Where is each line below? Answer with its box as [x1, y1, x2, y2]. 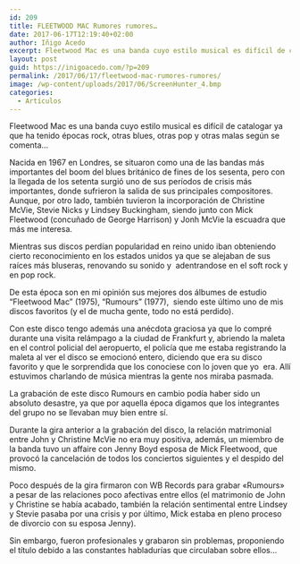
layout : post [9, 55, 58, 64]
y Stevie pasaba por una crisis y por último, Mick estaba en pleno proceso [9, 508, 282, 519]
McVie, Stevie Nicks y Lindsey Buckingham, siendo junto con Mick [9, 205, 254, 216]
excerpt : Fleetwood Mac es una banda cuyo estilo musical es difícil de [9, 47, 286, 56]
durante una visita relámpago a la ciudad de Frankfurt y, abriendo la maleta [9, 333, 286, 344]
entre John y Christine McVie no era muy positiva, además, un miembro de [9, 434, 284, 445]
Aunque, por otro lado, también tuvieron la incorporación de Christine [9, 195, 265, 206]
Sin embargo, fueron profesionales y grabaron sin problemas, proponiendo [9, 535, 285, 546]
